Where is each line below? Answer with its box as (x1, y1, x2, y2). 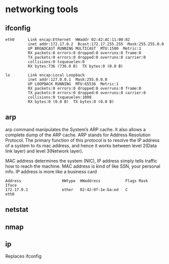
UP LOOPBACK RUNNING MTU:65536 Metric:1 (27, 82, 119, 87)
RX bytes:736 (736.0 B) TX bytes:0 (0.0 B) (27, 64, 123, 69)
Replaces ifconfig (5, 253, 42, 259)
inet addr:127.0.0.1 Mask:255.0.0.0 (27, 77, 108, 82)
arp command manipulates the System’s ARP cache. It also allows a (5, 126, 146, 132)
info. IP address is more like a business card (5, 168, 97, 174)
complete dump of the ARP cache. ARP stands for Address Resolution (5, 132, 151, 138)
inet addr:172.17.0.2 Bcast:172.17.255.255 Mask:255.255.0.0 (27, 42, 164, 47)
